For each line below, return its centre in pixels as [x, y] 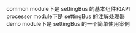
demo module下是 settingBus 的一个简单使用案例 [68, 24]
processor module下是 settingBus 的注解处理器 [66, 16]
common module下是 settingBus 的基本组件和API [68, 9]
